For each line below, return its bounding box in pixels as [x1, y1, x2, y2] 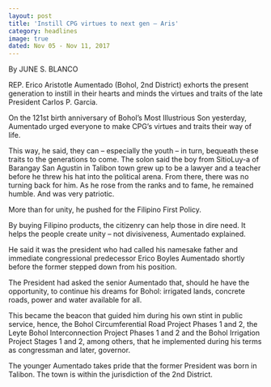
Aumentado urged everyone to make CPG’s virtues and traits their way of [8, 122, 252, 131]
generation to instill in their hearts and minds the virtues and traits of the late [8, 88, 263, 98]
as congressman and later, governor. [8, 346, 131, 355]
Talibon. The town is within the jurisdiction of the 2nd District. [8, 370, 213, 380]
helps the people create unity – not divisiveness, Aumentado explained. [8, 229, 247, 239]
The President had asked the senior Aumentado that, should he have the [8, 277, 250, 288]
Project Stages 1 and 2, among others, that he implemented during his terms [8, 337, 262, 346]
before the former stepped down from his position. [8, 262, 177, 272]
